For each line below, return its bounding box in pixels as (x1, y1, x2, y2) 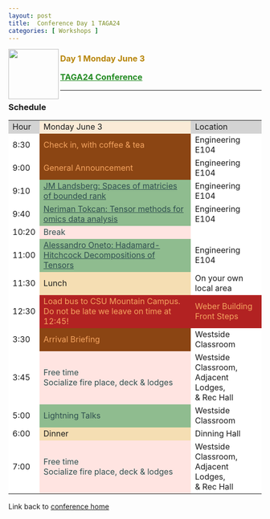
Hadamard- (115, 240, 161, 251)
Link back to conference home (8, 502, 110, 512)
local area (194, 282, 232, 294)
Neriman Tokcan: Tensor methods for (43, 204, 184, 215)
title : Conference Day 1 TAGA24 (8, 19, 121, 27)
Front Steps (194, 310, 239, 322)
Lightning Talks (43, 410, 101, 421)
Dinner (43, 428, 69, 440)
